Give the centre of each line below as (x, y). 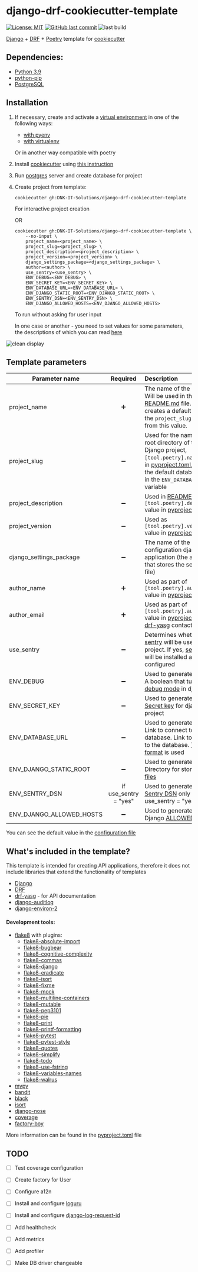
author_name (27, 588)
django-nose (30, 1111)
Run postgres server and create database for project (78, 175)
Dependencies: (35, 57)
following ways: (34, 123)
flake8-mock (39, 992)
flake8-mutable (42, 1004)
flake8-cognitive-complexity (58, 954)
